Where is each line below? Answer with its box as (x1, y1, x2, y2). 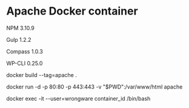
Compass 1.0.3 (6, 47, 44, 55)
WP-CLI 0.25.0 (6, 59, 43, 67)
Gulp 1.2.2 (6, 36, 31, 43)
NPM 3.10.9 (6, 24, 35, 32)
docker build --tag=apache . (6, 71, 77, 78)
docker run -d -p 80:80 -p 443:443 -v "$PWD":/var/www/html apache (6, 83, 183, 90)
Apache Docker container (6, 4, 138, 18)
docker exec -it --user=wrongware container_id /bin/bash (6, 95, 151, 102)
